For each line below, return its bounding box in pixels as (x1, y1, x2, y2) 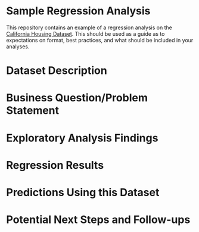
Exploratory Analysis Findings (6, 131, 158, 144)
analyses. (6, 43, 30, 50)
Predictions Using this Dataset (6, 185, 160, 199)
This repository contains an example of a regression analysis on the (6, 24, 173, 31)
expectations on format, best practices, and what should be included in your (6, 36, 194, 44)
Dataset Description (6, 64, 107, 78)
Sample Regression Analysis (6, 4, 151, 18)
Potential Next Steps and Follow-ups (6, 213, 191, 227)
